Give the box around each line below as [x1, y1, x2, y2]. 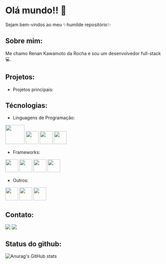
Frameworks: [12, 149, 41, 156]
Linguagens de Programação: [12, 115, 75, 121]
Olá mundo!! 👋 [5, 5, 67, 16]
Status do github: [5, 239, 62, 248]
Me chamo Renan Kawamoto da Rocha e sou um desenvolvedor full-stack [5, 50, 161, 56]
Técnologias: [5, 101, 48, 109]
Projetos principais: [12, 86, 54, 93]
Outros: [12, 178, 29, 184]
